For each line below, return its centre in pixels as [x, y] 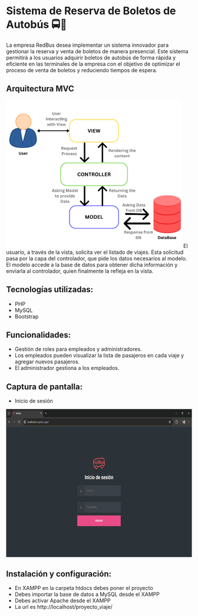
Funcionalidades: [39, 335]
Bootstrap [27, 316]
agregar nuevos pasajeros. [47, 362]
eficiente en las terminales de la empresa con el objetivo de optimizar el [93, 64]
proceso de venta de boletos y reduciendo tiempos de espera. [82, 70]
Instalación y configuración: [59, 574]
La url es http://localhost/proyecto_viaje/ [64, 607]
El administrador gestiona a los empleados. [67, 368]
